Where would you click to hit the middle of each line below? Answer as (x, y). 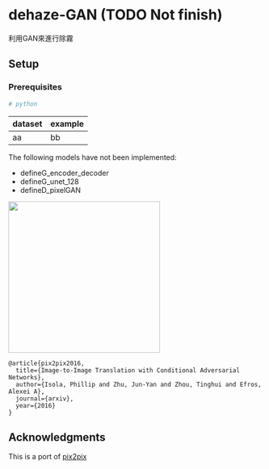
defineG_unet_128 (49, 181)
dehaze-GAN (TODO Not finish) (116, 15)
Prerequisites (35, 87)
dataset (27, 124)
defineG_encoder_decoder (64, 173)
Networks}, (27, 377)
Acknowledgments (57, 437)
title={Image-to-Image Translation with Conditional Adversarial (128, 370)
